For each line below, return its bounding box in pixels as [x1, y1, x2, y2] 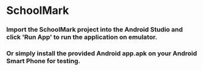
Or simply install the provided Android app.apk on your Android [6, 49, 198, 58]
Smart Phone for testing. [6, 57, 81, 66]
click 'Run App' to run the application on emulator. [6, 33, 158, 41]
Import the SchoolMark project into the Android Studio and [6, 25, 184, 34]
